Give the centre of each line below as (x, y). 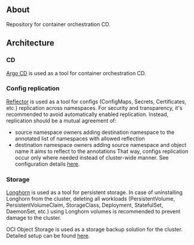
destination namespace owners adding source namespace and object (101, 145)
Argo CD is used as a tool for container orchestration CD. (76, 73)
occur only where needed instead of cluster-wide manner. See (92, 157)
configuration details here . (47, 164)
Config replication (33, 88)
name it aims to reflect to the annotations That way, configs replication (101, 151)
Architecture (30, 43)
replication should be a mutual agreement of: (61, 120)
